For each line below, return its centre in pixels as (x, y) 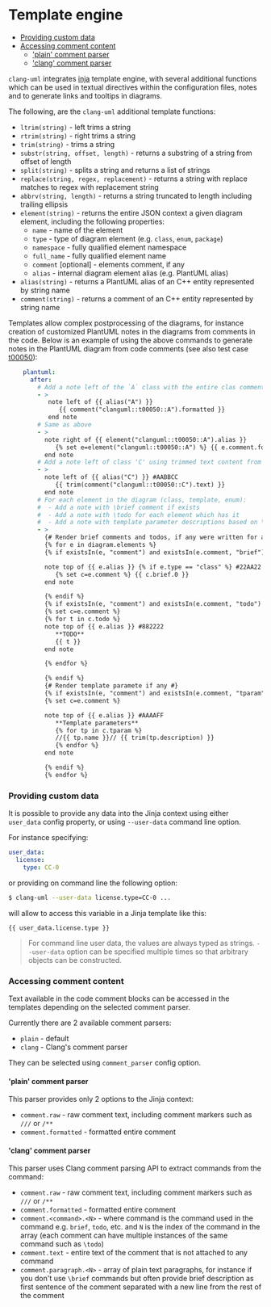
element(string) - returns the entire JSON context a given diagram (131, 212)
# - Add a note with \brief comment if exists (119, 507)
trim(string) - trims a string (67, 144)
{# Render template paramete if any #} (111, 686)
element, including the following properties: (92, 221)
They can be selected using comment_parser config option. (105, 1062)
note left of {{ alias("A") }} (100, 402)
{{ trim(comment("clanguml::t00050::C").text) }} (140, 485)
